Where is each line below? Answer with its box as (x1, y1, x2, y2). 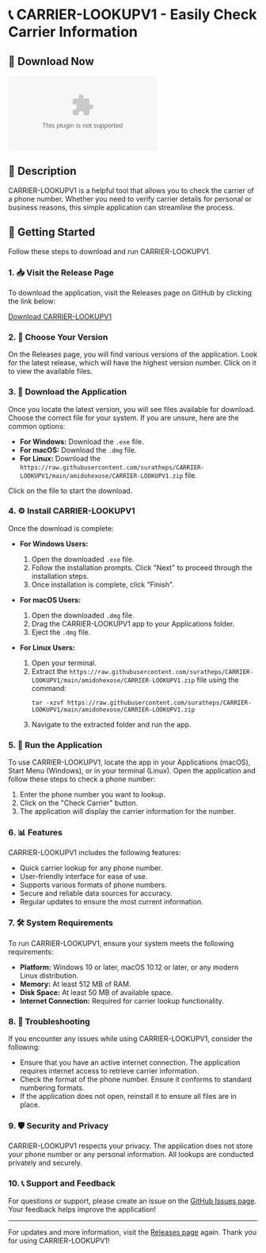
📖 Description (8, 164, 77, 178)
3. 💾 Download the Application (8, 387, 127, 398)
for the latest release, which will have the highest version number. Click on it (8, 358, 256, 368)
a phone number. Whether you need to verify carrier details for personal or (8, 194, 252, 203)
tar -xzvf (31, 699, 65, 707)
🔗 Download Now (8, 54, 95, 68)
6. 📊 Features (8, 827, 63, 839)
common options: (8, 421, 66, 430)
